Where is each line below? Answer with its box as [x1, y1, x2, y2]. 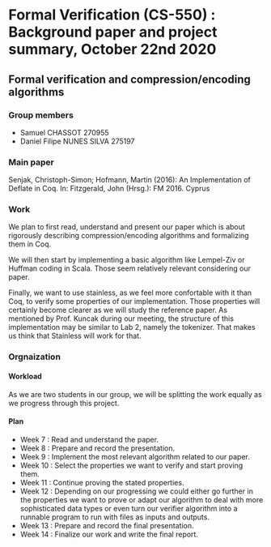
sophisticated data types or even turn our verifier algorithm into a [19, 503, 238, 513]
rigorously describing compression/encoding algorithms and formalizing [8, 231, 249, 241]
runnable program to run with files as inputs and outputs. [19, 512, 210, 522]
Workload [8, 371, 42, 381]
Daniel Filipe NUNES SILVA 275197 [19, 136, 135, 146]
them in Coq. [8, 239, 52, 249]
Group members [8, 109, 74, 121]
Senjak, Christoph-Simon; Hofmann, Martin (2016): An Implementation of [8, 175, 251, 185]
